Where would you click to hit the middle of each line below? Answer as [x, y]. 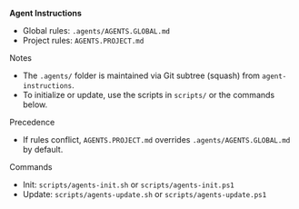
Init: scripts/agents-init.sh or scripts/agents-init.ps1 [128, 184]
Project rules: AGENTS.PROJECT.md [83, 40]
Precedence [32, 122]
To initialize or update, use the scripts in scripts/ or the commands [149, 95]
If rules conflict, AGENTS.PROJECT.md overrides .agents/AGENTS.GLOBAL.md [156, 139]
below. [35, 104]
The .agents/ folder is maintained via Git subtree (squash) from [141, 75]
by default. [43, 149]
